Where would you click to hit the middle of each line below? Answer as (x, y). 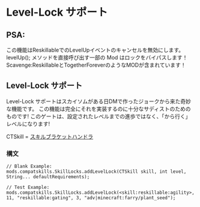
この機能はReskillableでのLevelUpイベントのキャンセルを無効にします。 (95, 50)
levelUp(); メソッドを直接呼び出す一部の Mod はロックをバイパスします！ (97, 57)
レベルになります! (28, 124)
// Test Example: (28, 187)
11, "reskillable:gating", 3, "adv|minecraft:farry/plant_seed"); (91, 198)
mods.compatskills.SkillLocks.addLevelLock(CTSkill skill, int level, (96, 172)
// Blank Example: (29, 166)
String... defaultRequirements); (48, 177)
